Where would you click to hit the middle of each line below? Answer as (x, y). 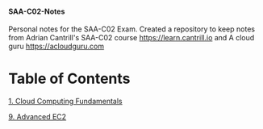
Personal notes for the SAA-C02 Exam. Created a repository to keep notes (132, 29)
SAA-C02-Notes (37, 11)
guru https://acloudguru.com (56, 46)
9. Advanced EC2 (38, 117)
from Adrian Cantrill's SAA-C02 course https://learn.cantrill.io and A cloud (131, 38)
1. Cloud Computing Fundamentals (65, 102)
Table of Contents (69, 79)
